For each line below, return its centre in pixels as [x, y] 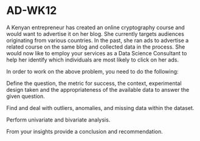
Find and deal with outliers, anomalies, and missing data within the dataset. [100, 108]
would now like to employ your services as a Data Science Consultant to [97, 53]
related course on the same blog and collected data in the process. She [96, 47]
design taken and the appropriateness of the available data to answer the [98, 89]
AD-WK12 [32, 11]
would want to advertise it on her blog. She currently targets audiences [95, 33]
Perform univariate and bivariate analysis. [58, 120]
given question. [26, 96]
